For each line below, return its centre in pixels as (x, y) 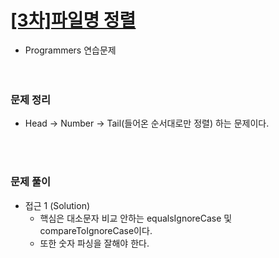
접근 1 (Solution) (57, 205)
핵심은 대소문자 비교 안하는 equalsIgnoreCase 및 (136, 218)
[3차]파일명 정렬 (73, 20)
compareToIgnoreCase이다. (96, 230)
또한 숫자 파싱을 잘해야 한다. (94, 243)
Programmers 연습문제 (70, 50)
